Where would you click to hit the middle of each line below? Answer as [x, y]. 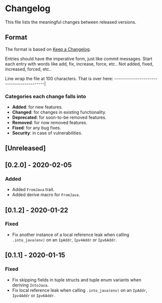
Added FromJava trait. [33, 190]
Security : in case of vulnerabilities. [47, 133]
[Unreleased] [26, 148]
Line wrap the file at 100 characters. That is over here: [59, 78]
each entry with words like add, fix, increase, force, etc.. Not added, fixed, [79, 64]
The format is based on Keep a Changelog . [48, 49]
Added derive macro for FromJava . [46, 195]
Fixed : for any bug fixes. [36, 128]
